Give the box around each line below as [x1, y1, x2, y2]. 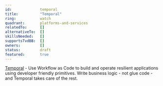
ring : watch [5, 16, 51, 21]
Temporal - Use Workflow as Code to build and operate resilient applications [5, 65, 159, 71]
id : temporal [5, 7, 57, 12]
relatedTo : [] [5, 25, 45, 30]
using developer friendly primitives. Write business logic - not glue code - [5, 71, 153, 76]
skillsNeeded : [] [5, 34, 45, 39]
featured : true [5, 52, 49, 57]
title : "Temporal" [5, 12, 62, 16]
